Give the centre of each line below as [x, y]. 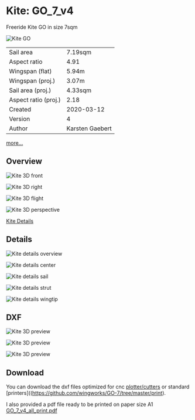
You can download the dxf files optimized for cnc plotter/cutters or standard [98, 387]
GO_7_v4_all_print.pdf [32, 411]
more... [15, 143]
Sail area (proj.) [30, 90]
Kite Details [20, 221]
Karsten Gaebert [89, 128]
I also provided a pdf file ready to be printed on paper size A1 [80, 404]
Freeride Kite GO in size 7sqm [42, 27]
